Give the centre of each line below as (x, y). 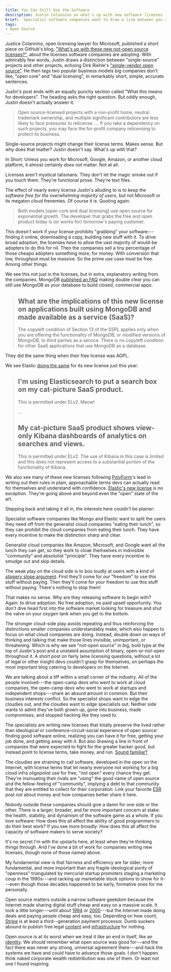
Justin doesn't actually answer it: (40, 102)
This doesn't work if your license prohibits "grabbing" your (67, 232)
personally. (17, 889)
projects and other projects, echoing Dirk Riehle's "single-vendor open (79, 65)
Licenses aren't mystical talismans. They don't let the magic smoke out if (82, 175)
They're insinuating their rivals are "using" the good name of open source (82, 778)
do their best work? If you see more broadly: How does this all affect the (81, 826)
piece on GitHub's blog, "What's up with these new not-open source (77, 49)
